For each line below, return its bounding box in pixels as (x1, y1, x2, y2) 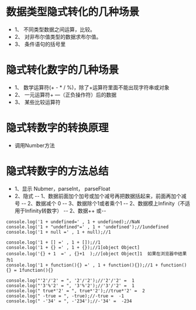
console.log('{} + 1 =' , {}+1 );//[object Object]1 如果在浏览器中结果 (6, 251, 187, 257)
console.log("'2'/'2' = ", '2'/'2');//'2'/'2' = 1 (6, 277, 135, 284)
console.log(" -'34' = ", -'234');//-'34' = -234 (6, 298, 132, 304)
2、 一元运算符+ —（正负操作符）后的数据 (14, 91, 117, 98)
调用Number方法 (14, 141, 55, 149)
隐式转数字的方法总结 (6, 165, 109, 178)
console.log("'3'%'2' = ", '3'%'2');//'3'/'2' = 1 (6, 282, 135, 288)
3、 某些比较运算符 (14, 98, 61, 106)
